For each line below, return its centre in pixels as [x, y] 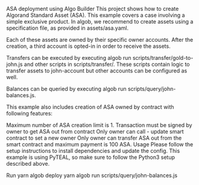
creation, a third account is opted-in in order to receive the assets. [88, 46]
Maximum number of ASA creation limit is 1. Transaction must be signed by [99, 125]
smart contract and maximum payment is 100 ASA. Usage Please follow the [100, 144]
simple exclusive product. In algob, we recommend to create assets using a [100, 21]
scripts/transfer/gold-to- [163, 58]
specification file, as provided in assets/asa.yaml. [67, 28]
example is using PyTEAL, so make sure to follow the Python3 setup [91, 157]
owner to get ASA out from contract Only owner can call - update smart [95, 131]
